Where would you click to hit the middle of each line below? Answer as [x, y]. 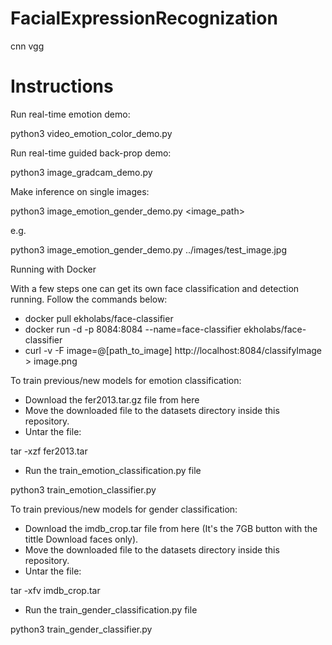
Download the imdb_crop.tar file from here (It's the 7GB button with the [171, 528]
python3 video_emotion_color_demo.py [91, 133]
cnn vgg [27, 46]
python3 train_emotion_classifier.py [83, 489]
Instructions [62, 86]
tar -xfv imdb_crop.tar [55, 590]
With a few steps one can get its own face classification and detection [155, 288]
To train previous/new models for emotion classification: [126, 380]
